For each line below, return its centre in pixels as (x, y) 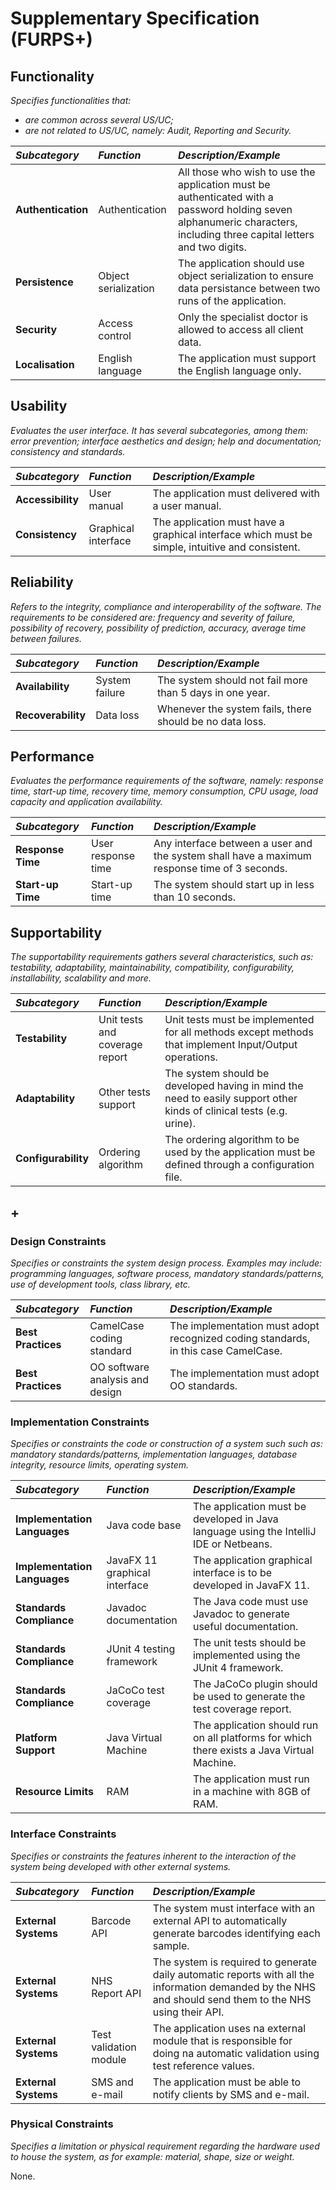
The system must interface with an (234, 1908)
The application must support (247, 358)
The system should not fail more (232, 680)
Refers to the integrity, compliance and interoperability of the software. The (166, 606)
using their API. (188, 2012)
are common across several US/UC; (99, 120)
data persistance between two (249, 288)
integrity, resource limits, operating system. (100, 1465)
